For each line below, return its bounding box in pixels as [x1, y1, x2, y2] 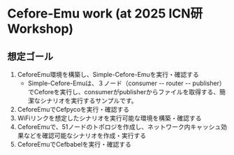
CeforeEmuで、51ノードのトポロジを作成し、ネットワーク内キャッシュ [17, 123, 221, 131]
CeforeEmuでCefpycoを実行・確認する [17, 105, 130, 113]
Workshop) [7, 21, 74, 37]
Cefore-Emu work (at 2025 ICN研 [7, 6, 203, 22]
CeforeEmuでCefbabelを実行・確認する [17, 140, 131, 148]
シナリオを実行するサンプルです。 [40, 96, 138, 105]
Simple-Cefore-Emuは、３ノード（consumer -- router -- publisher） [27, 79, 226, 87]
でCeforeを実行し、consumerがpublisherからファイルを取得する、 [27, 88, 220, 96]
